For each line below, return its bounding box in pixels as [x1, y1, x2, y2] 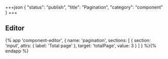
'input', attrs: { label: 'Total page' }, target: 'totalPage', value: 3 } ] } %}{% [5, 42, 157, 48]
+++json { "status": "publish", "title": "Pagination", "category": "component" [5, 4, 163, 10]
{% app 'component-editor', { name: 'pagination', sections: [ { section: [5, 37, 151, 43]
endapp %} [5, 47, 29, 54]
